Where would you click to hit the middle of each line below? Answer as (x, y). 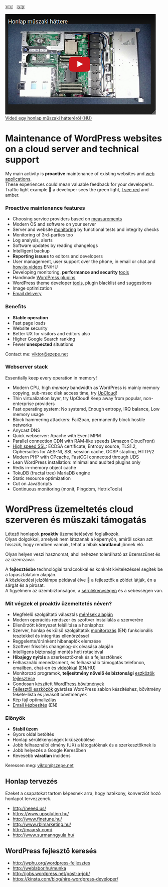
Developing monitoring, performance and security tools (71, 272)
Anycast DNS (26, 430)
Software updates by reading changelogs (55, 245)
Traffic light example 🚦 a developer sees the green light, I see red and (77, 189)
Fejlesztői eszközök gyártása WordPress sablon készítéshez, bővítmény (87, 689)
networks (22, 425)
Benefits (16, 307)
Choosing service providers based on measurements (67, 219)
